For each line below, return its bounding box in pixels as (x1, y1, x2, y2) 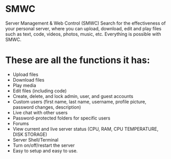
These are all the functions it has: (5, 54, 150, 66)
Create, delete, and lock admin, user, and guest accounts (12, 93, 134, 99)
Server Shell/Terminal (12, 136, 59, 143)
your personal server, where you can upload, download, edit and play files (5, 25, 162, 31)
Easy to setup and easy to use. (12, 147, 78, 154)
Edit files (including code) (12, 88, 67, 94)
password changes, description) (12, 104, 81, 110)
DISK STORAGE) (12, 131, 48, 137)
